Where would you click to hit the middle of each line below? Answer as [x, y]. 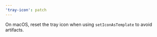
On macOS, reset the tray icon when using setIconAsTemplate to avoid [79, 24]
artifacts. [15, 30]
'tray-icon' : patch [26, 10]
